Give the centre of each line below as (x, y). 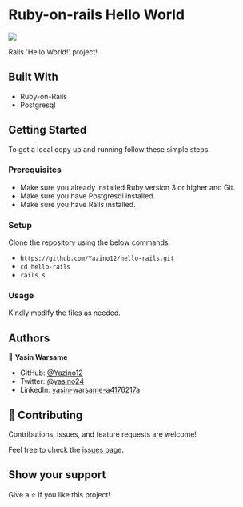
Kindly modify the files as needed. (65, 313)
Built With (33, 77)
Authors (29, 338)
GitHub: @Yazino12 (51, 373)
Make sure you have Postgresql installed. (88, 196)
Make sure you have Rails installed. (78, 204)
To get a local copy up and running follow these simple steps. (109, 149)
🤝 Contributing (46, 415)
